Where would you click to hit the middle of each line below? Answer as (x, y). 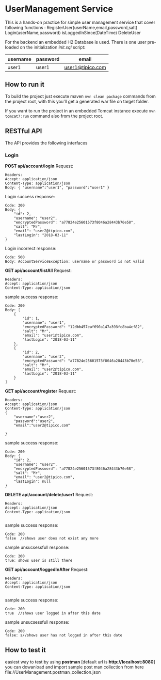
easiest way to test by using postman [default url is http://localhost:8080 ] (80, 662)
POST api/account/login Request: (39, 166)
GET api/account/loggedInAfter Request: (47, 569)
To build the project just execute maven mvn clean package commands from (80, 96)
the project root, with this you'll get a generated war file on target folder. (77, 101)
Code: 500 (15, 257)
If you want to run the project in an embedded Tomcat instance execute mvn (80, 111)
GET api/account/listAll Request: (38, 270)
